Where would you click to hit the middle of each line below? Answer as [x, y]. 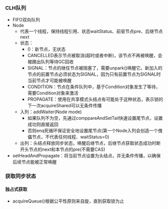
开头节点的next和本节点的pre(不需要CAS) [62, 149]
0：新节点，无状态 [47, 49]
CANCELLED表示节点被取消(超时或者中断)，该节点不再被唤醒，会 [95, 56]
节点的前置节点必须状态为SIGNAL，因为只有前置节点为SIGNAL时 [94, 74]
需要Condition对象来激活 [53, 93]
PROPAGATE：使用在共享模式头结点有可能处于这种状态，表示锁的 [95, 99]
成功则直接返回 [43, 124]
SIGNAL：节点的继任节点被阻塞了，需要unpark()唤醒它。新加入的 [95, 68]
